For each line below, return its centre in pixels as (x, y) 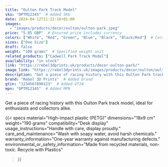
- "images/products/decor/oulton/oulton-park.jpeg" (65, 28)
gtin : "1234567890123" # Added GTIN (44, 84)
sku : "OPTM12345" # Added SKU (38, 14)
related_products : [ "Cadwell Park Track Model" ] (57, 56)
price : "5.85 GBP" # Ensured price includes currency (63, 33)
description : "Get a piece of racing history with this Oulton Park (78, 75)
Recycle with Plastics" (40, 150)
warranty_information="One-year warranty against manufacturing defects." (83, 139)
